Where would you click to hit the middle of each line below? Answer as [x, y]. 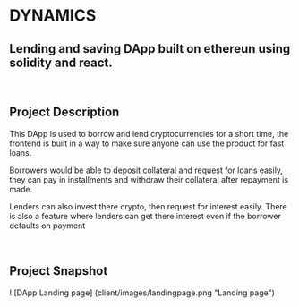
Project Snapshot [59, 271]
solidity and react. [61, 62]
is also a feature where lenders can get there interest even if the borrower [145, 216]
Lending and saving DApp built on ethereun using [150, 49]
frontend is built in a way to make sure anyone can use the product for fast [147, 143]
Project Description [64, 112]
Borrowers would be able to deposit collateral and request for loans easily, [146, 170]
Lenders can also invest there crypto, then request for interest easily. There [149, 206]
